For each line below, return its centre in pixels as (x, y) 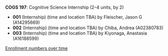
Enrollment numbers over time (37, 48)
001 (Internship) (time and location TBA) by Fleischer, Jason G (77, 17)
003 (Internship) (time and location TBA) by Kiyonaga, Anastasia (80, 33)
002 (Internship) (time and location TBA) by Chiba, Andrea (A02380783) (88, 28)
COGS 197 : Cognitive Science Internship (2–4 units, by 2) (65, 7)
